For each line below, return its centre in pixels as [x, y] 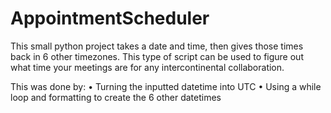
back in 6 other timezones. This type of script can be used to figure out [157, 56]
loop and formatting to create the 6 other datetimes [116, 97]
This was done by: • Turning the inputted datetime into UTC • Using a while [166, 86]
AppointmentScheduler [110, 18]
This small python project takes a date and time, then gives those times [157, 46]
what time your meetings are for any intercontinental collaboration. [147, 67]
